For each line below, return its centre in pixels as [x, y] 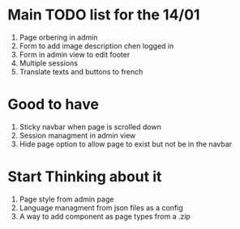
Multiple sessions [49, 63]
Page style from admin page [66, 199]
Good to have [53, 105]
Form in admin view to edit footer [75, 54]
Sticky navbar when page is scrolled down [90, 126]
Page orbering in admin [58, 37]
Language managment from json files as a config [101, 207]
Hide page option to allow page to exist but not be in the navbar [126, 144]
